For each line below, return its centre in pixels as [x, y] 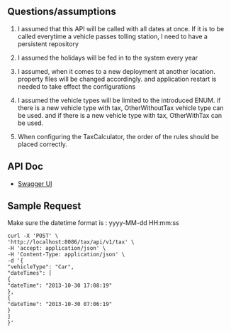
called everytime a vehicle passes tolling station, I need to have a [112, 36]
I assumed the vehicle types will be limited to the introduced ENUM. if [119, 100]
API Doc [26, 166]
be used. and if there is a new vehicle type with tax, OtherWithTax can [120, 115]
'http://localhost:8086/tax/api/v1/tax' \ [71, 242]
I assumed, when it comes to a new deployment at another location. [117, 71]
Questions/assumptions [62, 12]
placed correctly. [42, 144]
